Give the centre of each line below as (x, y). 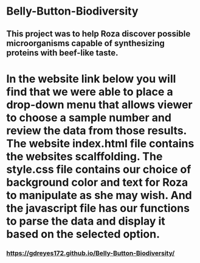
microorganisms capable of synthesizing (86, 43)
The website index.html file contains (100, 143)
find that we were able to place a (90, 92)
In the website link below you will (91, 79)
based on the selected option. (83, 234)
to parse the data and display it (86, 221)
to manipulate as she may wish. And (99, 195)
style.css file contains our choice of (99, 169)
